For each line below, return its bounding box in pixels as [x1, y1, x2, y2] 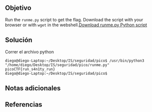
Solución [5, 36, 33, 44]
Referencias [5, 100, 43, 109]
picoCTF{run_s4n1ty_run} [5, 66, 55, 72]
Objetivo [5, 4, 32, 12]
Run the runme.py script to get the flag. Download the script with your [5, 16, 143, 22]
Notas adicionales [5, 84, 61, 93]
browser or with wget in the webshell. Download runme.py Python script [5, 22, 147, 28]
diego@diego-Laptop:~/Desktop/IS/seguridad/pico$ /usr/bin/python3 [5, 58, 145, 63]
